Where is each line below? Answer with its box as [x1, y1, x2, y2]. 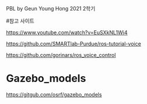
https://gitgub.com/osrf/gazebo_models [6, 91, 102, 98]
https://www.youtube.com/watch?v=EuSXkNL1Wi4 [6, 29, 128, 36]
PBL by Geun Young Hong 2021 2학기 [6, 5, 96, 12]
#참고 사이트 [6, 17, 35, 24]
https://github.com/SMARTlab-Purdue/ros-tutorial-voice [6, 40, 141, 47]
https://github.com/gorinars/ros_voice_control [6, 52, 116, 58]
